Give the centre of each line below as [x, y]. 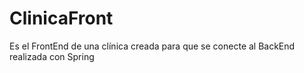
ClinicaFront [61, 18]
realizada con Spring [52, 56]
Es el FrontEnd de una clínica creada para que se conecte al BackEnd [152, 46]
